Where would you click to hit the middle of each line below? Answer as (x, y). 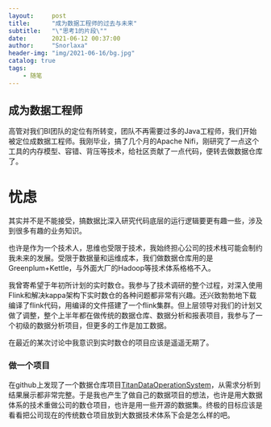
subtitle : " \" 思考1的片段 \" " (58, 31)
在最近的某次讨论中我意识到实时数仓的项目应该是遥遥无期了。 (111, 342)
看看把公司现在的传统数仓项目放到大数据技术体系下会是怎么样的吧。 (121, 415)
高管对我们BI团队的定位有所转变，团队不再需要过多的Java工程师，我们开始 (133, 131)
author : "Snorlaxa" (48, 46)
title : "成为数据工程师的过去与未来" (73, 23)
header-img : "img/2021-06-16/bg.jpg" (72, 53)
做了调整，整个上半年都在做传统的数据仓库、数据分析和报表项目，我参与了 (132, 316)
